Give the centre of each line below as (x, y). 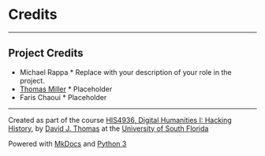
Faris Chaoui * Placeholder (63, 97)
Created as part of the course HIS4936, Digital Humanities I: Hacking (120, 120)
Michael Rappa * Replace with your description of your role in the (125, 72)
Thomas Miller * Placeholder (66, 89)
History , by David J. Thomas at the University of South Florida (108, 128)
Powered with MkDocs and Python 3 (67, 143)
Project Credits (46, 53)
